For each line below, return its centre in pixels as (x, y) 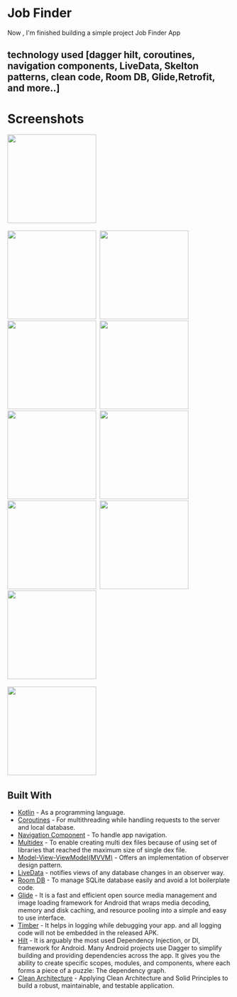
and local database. (46, 828)
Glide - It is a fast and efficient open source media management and (117, 896)
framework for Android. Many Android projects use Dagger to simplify (120, 948)
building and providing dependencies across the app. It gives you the (118, 956)
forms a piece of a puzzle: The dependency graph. (92, 971)
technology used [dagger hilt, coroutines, (101, 55)
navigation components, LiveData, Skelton (103, 66)
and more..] (34, 88)
